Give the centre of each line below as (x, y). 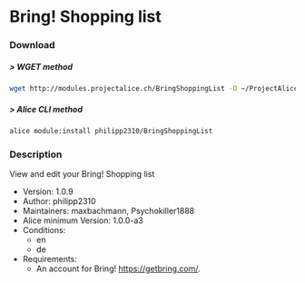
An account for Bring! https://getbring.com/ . (118, 268)
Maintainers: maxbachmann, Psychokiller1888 (108, 211)
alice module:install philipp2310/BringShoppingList (111, 131)
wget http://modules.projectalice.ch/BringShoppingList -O (123, 89)
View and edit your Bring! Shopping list (82, 174)
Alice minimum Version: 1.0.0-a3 (83, 220)
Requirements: (49, 259)
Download (33, 45)
